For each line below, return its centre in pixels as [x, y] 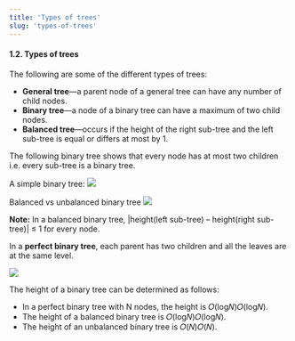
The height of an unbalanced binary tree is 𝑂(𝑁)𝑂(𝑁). [120, 327]
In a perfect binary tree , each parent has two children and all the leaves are [148, 246]
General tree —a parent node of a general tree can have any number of [152, 91]
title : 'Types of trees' [55, 17]
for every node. [72, 229]
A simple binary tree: [48, 183]
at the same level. [41, 256]
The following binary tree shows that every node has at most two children [144, 156]
